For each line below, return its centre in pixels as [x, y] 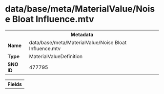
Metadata [82, 34]
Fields [15, 84]
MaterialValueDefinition [56, 56]
